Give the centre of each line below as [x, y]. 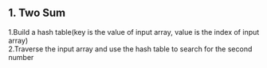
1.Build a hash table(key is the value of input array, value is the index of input [134, 32]
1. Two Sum [37, 13]
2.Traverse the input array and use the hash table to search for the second [130, 49]
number [21, 57]
